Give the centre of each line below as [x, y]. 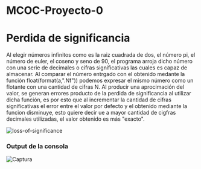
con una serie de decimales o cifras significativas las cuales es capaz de [97, 68]
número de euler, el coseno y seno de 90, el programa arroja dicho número [100, 62]
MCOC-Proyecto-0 [55, 11]
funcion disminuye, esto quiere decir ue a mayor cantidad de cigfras [91, 113]
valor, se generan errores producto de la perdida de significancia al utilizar [99, 94]
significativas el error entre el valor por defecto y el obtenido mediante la [97, 106]
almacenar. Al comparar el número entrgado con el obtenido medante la [96, 74]
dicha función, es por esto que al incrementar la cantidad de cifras [89, 100]
